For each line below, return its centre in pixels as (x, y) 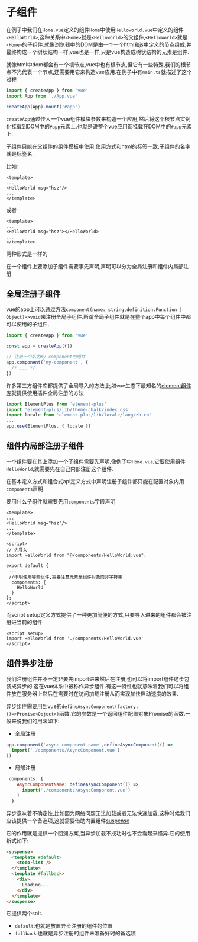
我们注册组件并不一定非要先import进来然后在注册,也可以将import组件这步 (95, 678)
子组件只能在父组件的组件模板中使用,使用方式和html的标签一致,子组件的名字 (98, 146)
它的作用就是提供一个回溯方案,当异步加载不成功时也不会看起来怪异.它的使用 (98, 833)
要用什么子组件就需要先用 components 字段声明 (61, 501)
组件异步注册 (30, 663)
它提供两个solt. (24, 914)
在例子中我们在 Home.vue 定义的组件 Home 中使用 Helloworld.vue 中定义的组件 (95, 30)
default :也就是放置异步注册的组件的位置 (64, 926)
